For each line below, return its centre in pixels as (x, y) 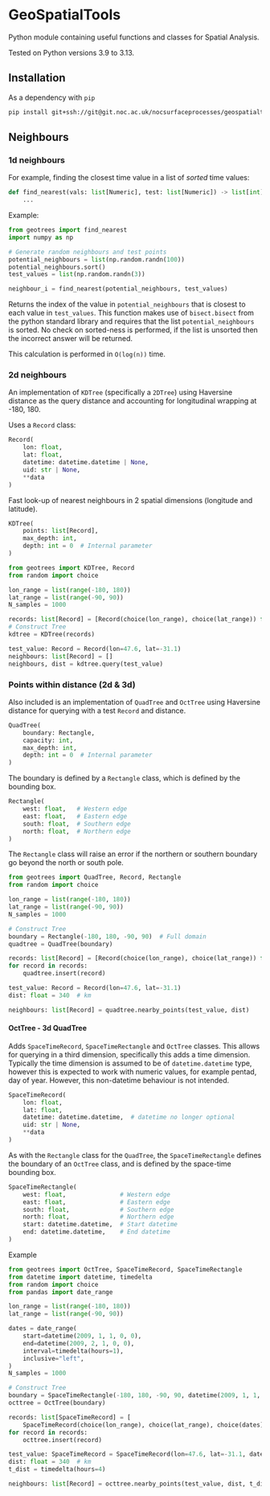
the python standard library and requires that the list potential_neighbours (131, 321)
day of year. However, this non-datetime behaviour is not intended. (119, 1080)
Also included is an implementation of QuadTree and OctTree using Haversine (135, 702)
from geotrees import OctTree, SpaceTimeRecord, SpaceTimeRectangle (125, 1269)
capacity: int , (48, 740)
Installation (37, 78)
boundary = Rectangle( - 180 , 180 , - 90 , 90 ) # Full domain (107, 936)
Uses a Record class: (42, 425)
